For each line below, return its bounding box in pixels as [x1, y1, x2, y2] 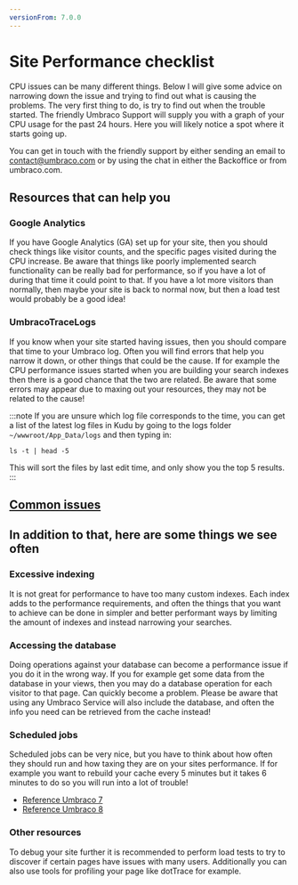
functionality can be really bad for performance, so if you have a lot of [9, 265, 267, 276]
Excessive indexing [9, 568, 95, 581]
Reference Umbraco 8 [21, 804, 104, 815]
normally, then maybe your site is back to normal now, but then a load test [9, 284, 280, 295]
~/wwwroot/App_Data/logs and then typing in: [9, 429, 172, 440]
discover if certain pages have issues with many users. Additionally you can [9, 856, 287, 866]
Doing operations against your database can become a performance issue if [9, 659, 289, 670]
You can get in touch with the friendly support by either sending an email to [9, 145, 286, 156]
